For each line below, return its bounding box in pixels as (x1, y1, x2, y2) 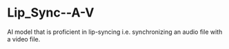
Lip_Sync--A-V (7, 5, 94, 21)
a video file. (7, 35, 41, 43)
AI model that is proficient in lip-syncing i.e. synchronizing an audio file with (7, 28, 223, 36)
